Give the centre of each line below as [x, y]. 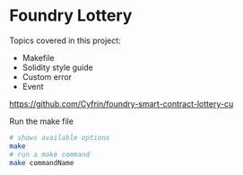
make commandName [42, 162]
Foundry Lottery [71, 16]
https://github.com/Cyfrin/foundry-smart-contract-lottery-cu [121, 103]
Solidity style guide [58, 67]
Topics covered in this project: [65, 40]
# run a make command [50, 154]
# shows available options [60, 137]
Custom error [47, 76]
